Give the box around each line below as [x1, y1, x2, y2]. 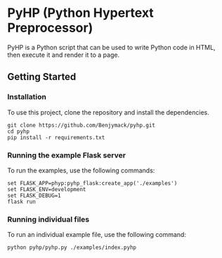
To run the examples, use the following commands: [7, 166, 155, 174]
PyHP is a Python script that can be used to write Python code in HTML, [7, 43, 216, 51]
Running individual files [7, 214, 90, 224]
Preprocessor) [7, 20, 93, 36]
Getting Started [7, 71, 77, 83]
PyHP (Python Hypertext [7, 5, 155, 21]
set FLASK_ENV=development [7, 186, 86, 193]
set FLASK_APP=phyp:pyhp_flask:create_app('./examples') [7, 179, 178, 187]
